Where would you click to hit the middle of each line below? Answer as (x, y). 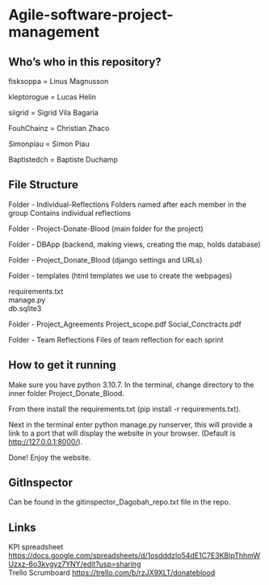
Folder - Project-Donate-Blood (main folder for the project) (106, 229)
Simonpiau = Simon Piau (49, 144)
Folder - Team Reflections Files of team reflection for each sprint (116, 339)
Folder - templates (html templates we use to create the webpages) (120, 276)
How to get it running (63, 365)
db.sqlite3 (25, 308)
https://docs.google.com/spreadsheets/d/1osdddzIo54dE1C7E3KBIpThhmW (134, 556)
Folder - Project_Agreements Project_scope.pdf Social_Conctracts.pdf (125, 324)
